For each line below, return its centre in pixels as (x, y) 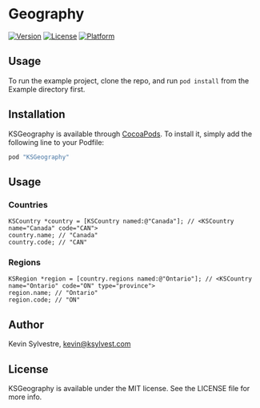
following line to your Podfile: (56, 142)
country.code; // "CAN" (48, 242)
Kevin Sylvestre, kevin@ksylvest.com (70, 344)
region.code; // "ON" (44, 300)
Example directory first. (47, 89)
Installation (37, 114)
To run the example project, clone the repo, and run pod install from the (129, 80)
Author (26, 324)
